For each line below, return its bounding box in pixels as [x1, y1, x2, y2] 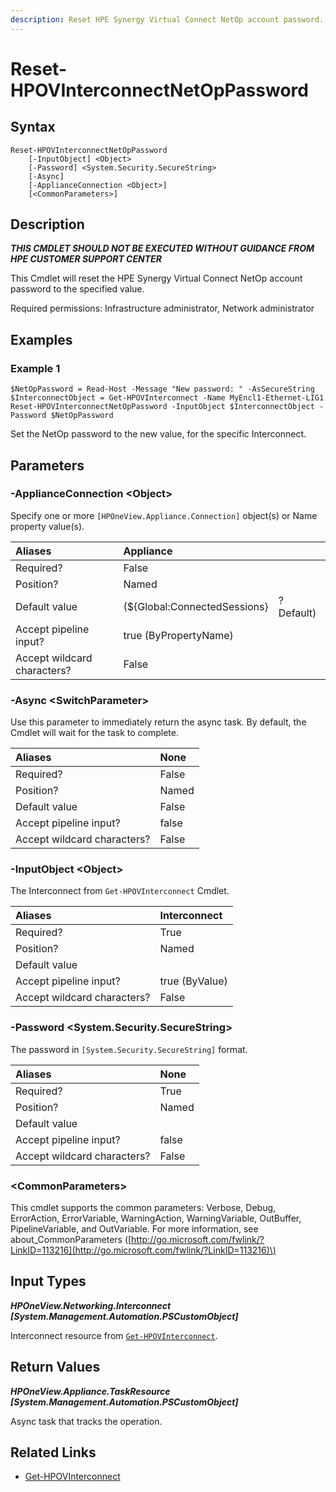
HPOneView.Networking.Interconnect [10, 1299, 172, 1311]
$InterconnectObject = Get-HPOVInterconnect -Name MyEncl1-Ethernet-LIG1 [10, 393, 325, 403]
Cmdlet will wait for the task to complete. [10, 727, 179, 739]
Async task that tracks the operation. [10, 1415, 163, 1427]
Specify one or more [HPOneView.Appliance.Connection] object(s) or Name [10, 509, 318, 521]
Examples [10, 331, 73, 348]
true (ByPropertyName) [123, 628, 234, 642]
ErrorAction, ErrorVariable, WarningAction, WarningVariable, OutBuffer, [10, 1212, 302, 1224]
